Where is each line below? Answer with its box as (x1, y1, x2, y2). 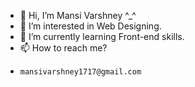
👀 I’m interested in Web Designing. (19, 20, 162, 32)
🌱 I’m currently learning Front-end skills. (19, 31, 185, 42)
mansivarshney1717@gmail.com (19, 67, 142, 77)
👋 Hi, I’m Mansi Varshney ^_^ (19, 10, 137, 21)
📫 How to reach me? (19, 42, 108, 54)
